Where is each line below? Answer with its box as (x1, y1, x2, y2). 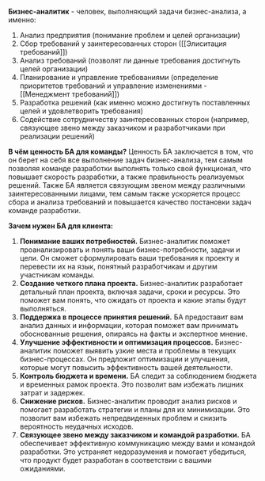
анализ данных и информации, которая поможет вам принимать (19, 321, 239, 330)
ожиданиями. (19, 464, 66, 473)
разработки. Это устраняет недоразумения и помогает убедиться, (19, 447, 247, 456)
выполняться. (19, 304, 67, 313)
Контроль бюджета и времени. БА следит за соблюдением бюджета (19, 372, 257, 380)
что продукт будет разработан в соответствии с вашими (19, 456, 212, 464)
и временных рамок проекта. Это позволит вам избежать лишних (19, 380, 244, 389)
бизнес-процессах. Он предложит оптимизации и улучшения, (19, 354, 230, 364)
